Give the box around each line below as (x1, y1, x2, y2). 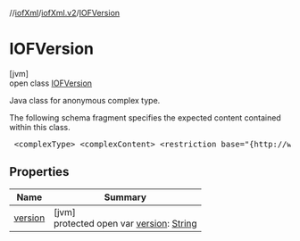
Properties (9, 164, 70, 179)
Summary (104, 191, 147, 204)
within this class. (9, 121, 71, 132)
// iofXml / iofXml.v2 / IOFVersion (9, 8, 121, 18)
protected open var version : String (53, 217, 198, 229)
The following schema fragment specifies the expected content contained (9, 112, 281, 123)
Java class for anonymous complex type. (9, 95, 161, 105)
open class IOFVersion (9, 78, 92, 88)
